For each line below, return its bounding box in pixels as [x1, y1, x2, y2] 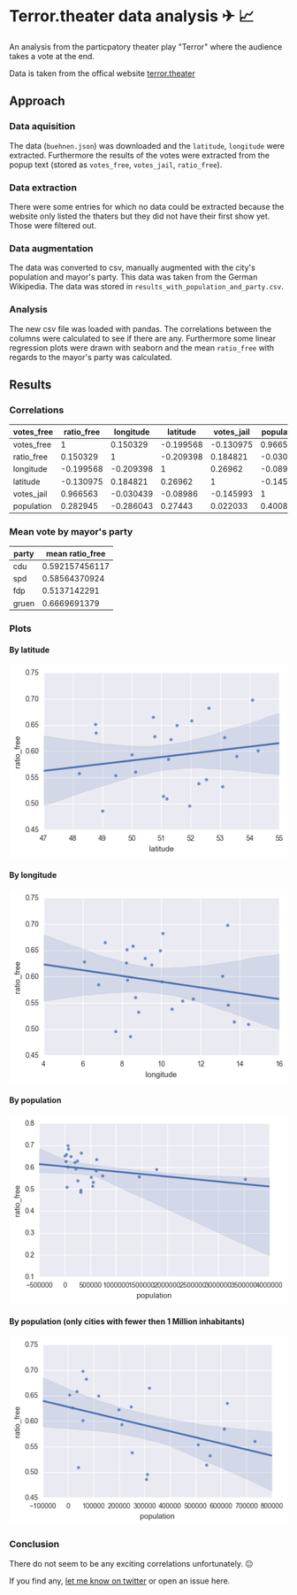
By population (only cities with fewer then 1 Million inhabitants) [9, 1316, 246, 1327]
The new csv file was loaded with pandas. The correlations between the [9, 323, 272, 334]
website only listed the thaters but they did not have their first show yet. [9, 211, 270, 221]
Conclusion [9, 1538, 60, 1551]
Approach [9, 94, 65, 109]
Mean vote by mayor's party [9, 525, 133, 537]
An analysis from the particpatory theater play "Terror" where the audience [9, 41, 283, 52]
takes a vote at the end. [9, 50, 95, 61]
